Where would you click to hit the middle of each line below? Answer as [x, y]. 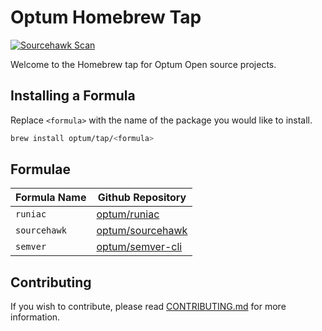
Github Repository [142, 198]
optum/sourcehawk [142, 231]
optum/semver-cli [139, 247]
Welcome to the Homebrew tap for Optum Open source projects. [143, 64]
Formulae [40, 169]
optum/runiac [128, 214]
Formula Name [51, 198]
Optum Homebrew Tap [106, 17]
